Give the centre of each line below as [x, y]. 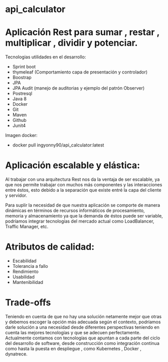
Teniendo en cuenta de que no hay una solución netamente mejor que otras [83, 316]
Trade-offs [28, 303]
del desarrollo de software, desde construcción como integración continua [82, 343]
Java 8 [19, 99]
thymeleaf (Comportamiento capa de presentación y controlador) [80, 72]
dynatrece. [16, 354]
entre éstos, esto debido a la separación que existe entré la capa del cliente [83, 190]
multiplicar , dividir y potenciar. [71, 43]
